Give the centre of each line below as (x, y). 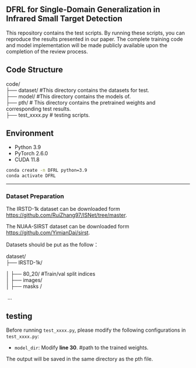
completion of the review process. (47, 51)
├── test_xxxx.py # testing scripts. (48, 115)
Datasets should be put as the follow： (52, 245)
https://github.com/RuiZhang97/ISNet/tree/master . (66, 215)
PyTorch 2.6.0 (31, 154)
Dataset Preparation (35, 196)
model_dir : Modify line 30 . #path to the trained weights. (81, 348)
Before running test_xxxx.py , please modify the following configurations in (96, 330)
